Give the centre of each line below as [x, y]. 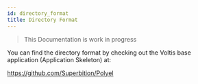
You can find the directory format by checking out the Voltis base [99, 53]
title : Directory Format [42, 20]
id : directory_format [38, 13]
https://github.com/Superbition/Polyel [60, 73]
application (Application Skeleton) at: [59, 59]
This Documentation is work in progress [80, 39]
